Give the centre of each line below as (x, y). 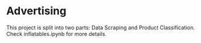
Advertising (36, 11)
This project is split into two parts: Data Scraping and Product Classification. (101, 27)
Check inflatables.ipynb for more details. (57, 33)
